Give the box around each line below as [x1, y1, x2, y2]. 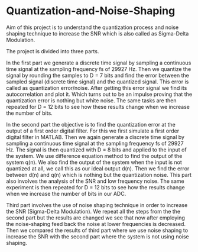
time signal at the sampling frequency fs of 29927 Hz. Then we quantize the [6, 65, 191, 72]
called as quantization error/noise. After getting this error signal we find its [6, 84, 187, 91]
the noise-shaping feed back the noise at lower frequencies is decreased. [6, 220, 186, 227]
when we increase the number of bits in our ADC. [6, 190, 126, 197]
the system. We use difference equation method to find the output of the [6, 152, 183, 159]
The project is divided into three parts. [6, 47, 99, 54]
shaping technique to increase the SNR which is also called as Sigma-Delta [6, 30, 189, 37]
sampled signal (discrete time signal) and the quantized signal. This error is [6, 78, 189, 85]
